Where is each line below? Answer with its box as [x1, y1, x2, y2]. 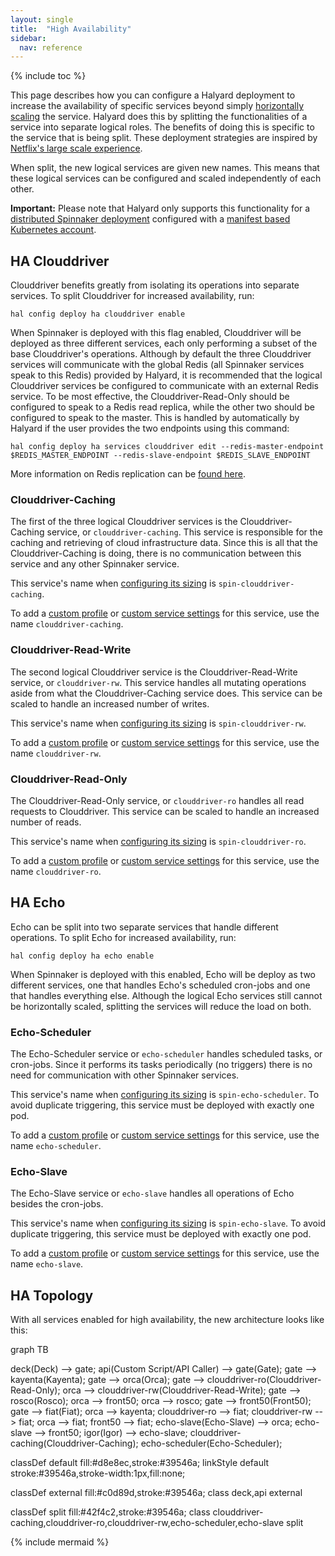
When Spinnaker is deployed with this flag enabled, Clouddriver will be [10, 327, 302, 339]
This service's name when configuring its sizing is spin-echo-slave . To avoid [10, 1217, 326, 1230]
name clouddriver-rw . [10, 747, 102, 759]
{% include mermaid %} [10, 1536, 110, 1548]
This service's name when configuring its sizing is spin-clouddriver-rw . [10, 717, 307, 729]
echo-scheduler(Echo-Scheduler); [140, 1437, 283, 1450]
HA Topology [10, 1287, 94, 1304]
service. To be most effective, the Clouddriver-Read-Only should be [10, 391, 290, 403]
